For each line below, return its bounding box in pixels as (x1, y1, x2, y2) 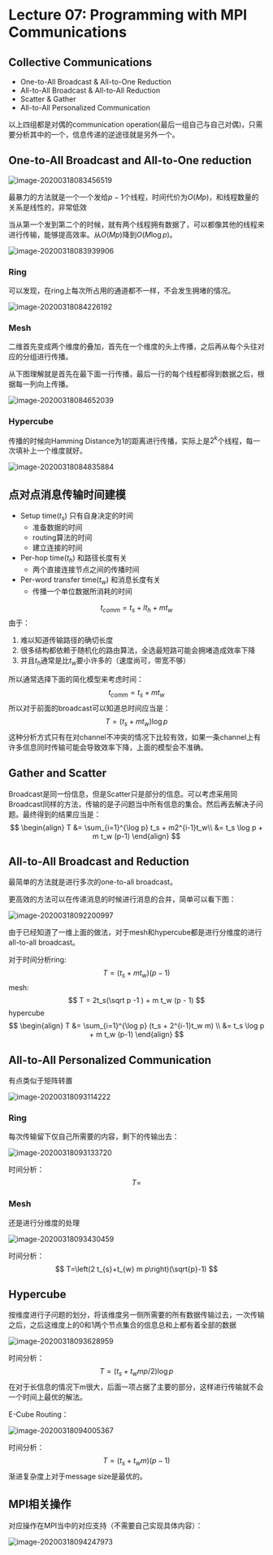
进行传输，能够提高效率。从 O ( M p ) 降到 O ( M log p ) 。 (8, 229, 177, 239)
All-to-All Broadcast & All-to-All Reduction (19, 85, 161, 95)
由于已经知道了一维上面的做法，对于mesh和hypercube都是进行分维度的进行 (8, 927, 262, 937)
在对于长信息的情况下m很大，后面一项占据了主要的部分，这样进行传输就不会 (8, 1382, 264, 1392)
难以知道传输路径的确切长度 (19, 636, 114, 645)
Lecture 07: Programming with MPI (8, 6, 248, 24)
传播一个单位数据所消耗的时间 (32, 586, 132, 596)
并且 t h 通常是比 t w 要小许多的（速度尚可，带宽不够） (19, 656, 191, 667)
